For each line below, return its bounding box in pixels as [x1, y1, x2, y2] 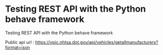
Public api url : [5, 39, 35, 45]
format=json [5, 44, 31, 50]
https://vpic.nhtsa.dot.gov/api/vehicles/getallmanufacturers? [35, 39, 159, 45]
